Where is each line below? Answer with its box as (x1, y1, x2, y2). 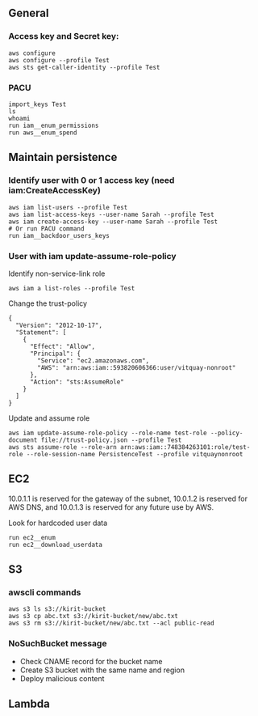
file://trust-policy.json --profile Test (40, 436, 182, 444)
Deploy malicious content (19, 673, 105, 683)
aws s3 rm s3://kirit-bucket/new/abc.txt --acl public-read (8, 619, 215, 628)
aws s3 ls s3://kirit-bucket (8, 605, 106, 613)
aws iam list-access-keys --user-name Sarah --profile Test (8, 210, 215, 218)
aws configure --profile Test (8, 56, 110, 64)
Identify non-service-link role (8, 269, 106, 278)
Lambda (8, 697, 50, 711)
